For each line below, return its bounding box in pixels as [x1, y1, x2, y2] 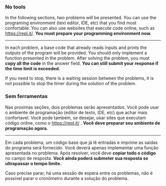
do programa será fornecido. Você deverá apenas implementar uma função [5, 144, 159, 150]
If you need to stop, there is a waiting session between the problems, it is [5, 75, 154, 81]
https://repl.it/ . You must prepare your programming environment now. [5, 31, 152, 37]
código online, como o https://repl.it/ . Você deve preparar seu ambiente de [5, 120, 161, 126]
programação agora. [5, 125, 48, 131]
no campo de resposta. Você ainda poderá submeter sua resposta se [5, 155, 148, 161]
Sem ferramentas [5, 93, 48, 100]
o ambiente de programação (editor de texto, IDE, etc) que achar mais [5, 109, 147, 115]
